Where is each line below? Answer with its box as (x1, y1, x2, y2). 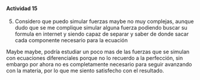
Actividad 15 (6, 5, 38, 12)
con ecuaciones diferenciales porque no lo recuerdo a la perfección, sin (6, 55, 183, 62)
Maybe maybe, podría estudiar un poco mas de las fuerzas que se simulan (6, 48, 190, 56)
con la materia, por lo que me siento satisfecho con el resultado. (6, 67, 164, 74)
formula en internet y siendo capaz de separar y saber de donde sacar (14, 30, 189, 38)
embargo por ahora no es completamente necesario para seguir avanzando (6, 61, 192, 68)
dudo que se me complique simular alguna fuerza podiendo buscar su (14, 24, 188, 31)
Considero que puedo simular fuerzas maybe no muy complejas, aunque (14, 18, 194, 25)
